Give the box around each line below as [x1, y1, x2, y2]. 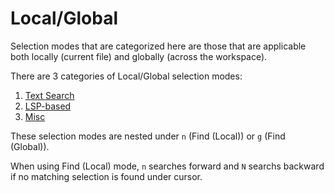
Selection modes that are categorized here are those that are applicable [10, 40, 307, 52]
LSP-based [24, 100, 72, 112]
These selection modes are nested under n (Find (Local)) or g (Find [10, 130, 286, 142]
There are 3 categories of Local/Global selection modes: [10, 70, 243, 82]
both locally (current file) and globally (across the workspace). [10, 50, 268, 62]
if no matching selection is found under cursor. [10, 170, 203, 182]
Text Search [24, 89, 75, 101]
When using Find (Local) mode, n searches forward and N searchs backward [10, 160, 325, 172]
